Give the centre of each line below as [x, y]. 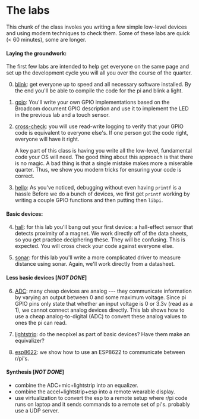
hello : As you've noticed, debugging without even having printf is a [98, 188]
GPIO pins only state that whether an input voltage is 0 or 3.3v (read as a [104, 303]
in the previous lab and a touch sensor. [62, 115]
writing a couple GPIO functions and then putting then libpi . [89, 200]
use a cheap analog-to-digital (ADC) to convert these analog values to [101, 316]
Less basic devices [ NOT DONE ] [47, 277]
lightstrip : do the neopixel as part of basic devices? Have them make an [102, 334]
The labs [28, 10]
